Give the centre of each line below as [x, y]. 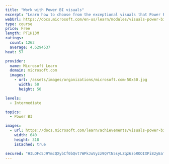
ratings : [14, 38]
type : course [19, 24]
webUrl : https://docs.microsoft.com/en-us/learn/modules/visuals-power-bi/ [86, 19]
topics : [13, 112]
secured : [14, 153]
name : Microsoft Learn [33, 66]
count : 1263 [22, 43]
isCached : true [30, 144]
